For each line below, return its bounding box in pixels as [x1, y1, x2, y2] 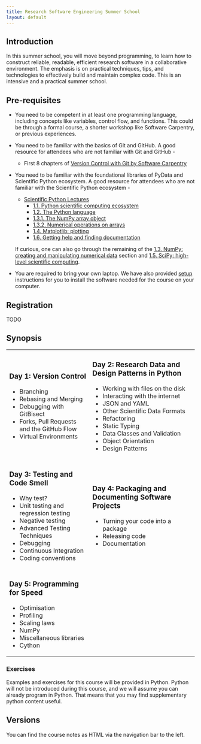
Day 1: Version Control [9, 372, 87, 381]
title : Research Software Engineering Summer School [6, 8, 141, 15]
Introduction [6, 37, 54, 47]
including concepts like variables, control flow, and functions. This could [14, 117, 193, 125]
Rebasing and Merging [19, 395, 83, 403]
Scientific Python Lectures [23, 196, 89, 203]
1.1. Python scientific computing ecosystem [32, 202, 139, 210]
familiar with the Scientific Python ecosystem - [14, 184, 130, 192]
